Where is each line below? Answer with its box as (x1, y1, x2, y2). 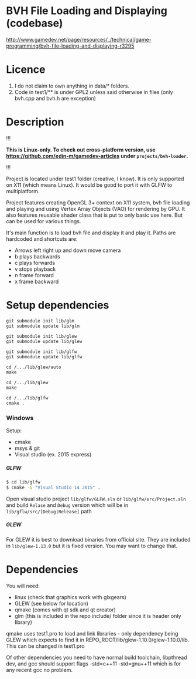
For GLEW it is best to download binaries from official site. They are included (6, 536, 191, 543)
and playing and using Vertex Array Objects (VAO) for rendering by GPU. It (6, 205, 185, 212)
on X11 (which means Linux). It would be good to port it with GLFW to (6, 181, 173, 189)
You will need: (6, 582, 40, 589)
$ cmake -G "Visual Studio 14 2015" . (6, 485, 101, 490)
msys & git (14, 445, 40, 452)
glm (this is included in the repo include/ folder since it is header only (14, 612, 181, 619)
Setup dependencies (6, 298, 109, 312)
